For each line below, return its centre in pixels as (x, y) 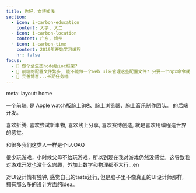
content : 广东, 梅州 (40, 39)
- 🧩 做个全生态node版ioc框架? (44, 66)
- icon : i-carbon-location (44, 33)
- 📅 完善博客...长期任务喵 (40, 77)
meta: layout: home (29, 94)
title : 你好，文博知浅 (31, 11)
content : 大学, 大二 (40, 28)
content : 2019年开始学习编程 (49, 50)
